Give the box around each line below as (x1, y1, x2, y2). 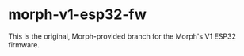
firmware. (8, 39, 40, 49)
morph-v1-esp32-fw (8, 6, 147, 24)
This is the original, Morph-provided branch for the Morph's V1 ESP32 (8, 32, 236, 41)
